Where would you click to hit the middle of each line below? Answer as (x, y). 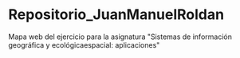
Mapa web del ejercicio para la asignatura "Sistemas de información (120, 37)
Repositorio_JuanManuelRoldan (116, 15)
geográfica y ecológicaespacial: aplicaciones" (84, 44)
